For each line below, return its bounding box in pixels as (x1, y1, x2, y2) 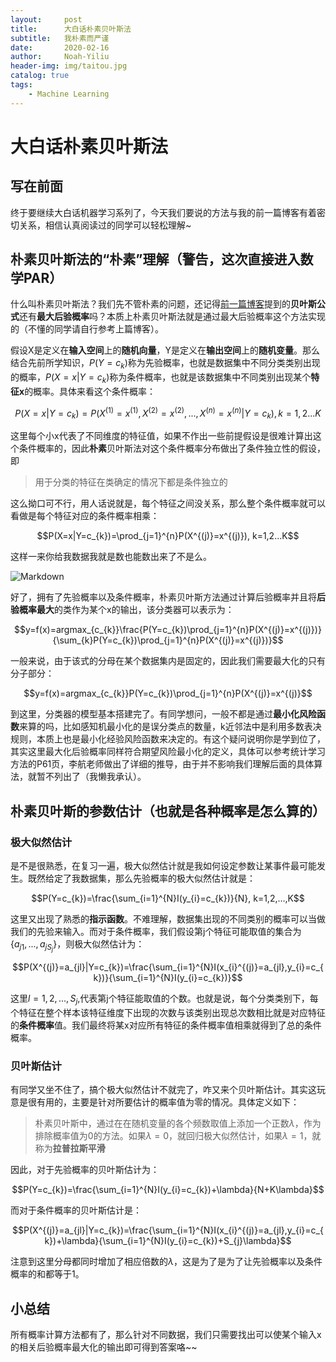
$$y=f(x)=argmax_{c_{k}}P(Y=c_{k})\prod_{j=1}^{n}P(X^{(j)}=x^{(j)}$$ (23, 687, 313, 700)
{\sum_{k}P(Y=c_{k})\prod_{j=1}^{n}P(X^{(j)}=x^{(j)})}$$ (52, 634, 284, 646)
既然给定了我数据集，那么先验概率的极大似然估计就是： (27, 872, 256, 885)
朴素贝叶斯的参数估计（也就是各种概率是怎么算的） (10, 802, 326, 820)
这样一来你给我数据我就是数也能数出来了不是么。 (10, 551, 212, 563)
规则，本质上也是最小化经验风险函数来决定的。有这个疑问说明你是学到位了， (10, 733, 326, 745)
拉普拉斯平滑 (52, 1142, 106, 1155)
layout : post (10, 14, 83, 25)
